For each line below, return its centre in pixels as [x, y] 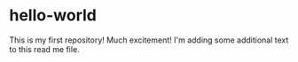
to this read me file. [44, 49]
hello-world [53, 15]
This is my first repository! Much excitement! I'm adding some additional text [149, 40]
